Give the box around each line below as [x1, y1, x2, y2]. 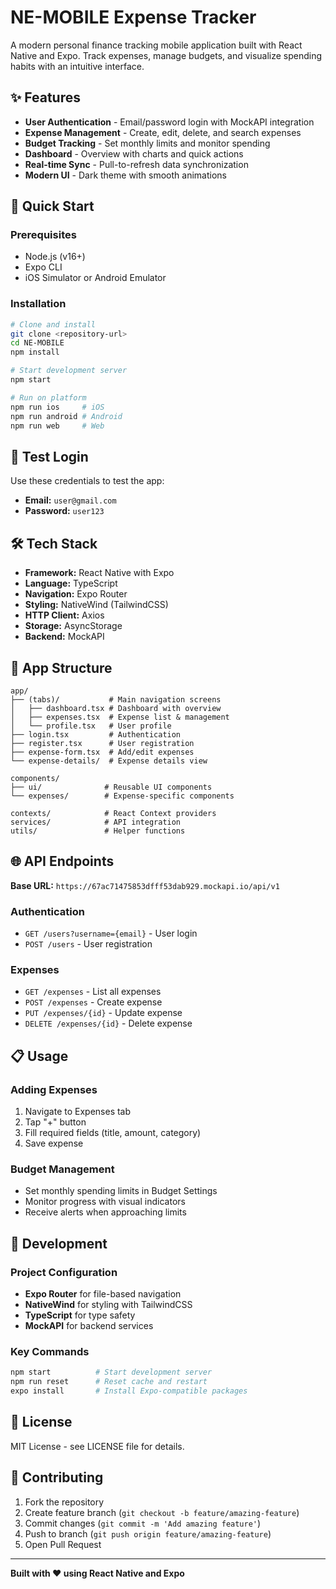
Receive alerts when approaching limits [24, 1206, 187, 1218]
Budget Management [10, 1162, 115, 1176]
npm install [10, 347, 60, 358]
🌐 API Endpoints [10, 853, 115, 870]
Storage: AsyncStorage [24, 620, 123, 632]
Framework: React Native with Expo [24, 567, 175, 579]
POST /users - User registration [24, 938, 153, 950]
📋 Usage [10, 1047, 69, 1065]
